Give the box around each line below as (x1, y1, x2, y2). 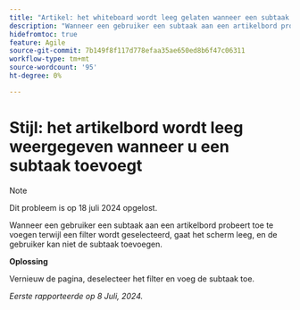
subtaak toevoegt (9, 155, 143, 175)
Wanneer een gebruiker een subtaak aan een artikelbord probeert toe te (9, 220, 274, 230)
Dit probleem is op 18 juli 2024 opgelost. (9, 202, 158, 213)
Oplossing (9, 256, 49, 266)
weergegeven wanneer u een (9, 136, 229, 156)
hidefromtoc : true (9, 29, 78, 38)
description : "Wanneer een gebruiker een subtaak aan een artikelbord (9, 21, 278, 30)
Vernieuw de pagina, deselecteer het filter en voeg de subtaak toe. (9, 273, 255, 284)
